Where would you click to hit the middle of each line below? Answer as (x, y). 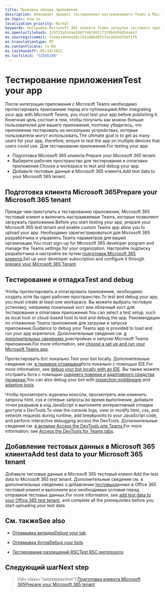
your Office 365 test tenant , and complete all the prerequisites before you (79, 500)
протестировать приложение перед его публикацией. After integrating (78, 110)
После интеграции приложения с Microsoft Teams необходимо (71, 104)
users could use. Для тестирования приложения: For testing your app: (77, 146)
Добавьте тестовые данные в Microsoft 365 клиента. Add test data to (84, 171)
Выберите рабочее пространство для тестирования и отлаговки (80, 161)
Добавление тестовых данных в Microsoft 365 (80, 447)
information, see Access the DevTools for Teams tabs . (60, 431)
